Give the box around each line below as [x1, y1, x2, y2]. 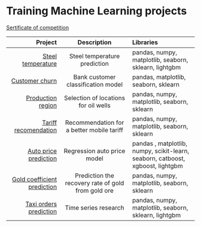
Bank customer [73, 73, 116, 81]
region [38, 101, 57, 109]
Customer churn [11, 76, 57, 85]
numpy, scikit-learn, [132, 146, 190, 155]
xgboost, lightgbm [132, 161, 184, 170]
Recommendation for [65, 118, 124, 127]
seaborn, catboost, [132, 154, 185, 162]
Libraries [132, 38, 159, 46]
